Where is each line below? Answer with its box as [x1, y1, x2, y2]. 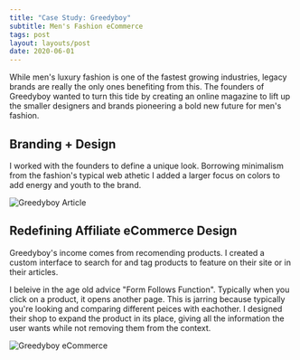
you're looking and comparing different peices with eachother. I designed [9, 303, 283, 314]
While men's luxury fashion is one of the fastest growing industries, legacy [9, 71, 287, 82]
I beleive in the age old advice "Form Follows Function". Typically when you [9, 284, 290, 295]
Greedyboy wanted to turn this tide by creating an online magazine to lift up [9, 91, 291, 102]
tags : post [9, 30, 51, 39]
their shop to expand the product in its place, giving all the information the [9, 313, 285, 324]
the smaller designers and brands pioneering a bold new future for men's [9, 100, 282, 111]
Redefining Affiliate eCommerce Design [9, 223, 238, 239]
